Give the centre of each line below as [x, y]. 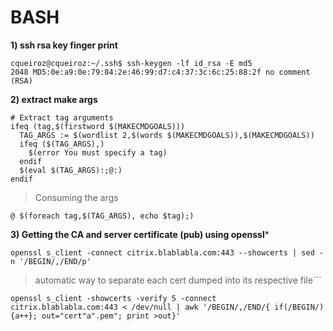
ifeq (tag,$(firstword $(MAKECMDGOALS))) [98, 126]
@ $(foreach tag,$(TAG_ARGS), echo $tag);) [102, 216]
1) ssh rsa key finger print [64, 45]
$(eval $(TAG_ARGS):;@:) [71, 170]
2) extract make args [54, 99]
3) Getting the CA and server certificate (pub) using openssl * [140, 234]
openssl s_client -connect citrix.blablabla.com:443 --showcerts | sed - [167, 252]
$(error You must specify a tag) [98, 152]
